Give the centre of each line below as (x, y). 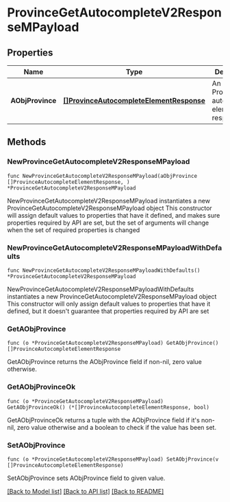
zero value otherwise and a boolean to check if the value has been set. (117, 427)
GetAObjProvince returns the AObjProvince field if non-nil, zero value (104, 362)
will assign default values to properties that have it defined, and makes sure (114, 215)
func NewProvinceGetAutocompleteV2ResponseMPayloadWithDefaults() (104, 270)
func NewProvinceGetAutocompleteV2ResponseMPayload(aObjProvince (102, 176)
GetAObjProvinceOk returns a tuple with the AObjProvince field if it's (103, 420)
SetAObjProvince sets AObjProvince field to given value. (86, 478)
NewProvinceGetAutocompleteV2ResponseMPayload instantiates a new (109, 201)
